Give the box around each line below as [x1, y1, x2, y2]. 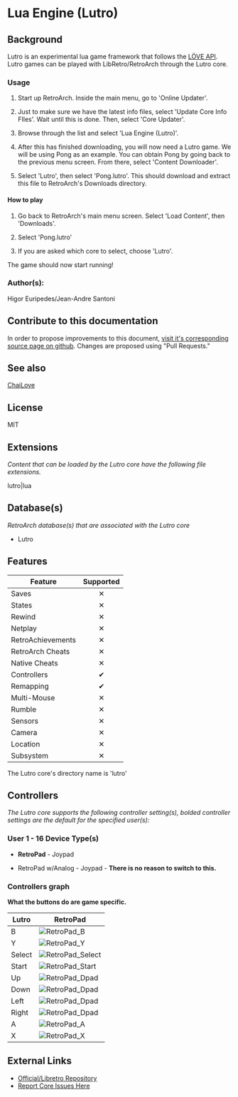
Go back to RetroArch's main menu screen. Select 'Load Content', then [17, 212, 225, 220]
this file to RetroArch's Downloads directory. [17, 180, 147, 188]
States [11, 600, 33, 610]
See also [7, 362, 46, 374]
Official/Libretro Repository [17, 1073, 97, 1082]
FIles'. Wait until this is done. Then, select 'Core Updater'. [17, 115, 185, 124]
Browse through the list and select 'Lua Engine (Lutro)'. [17, 129, 179, 137]
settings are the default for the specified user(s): [7, 816, 150, 824]
